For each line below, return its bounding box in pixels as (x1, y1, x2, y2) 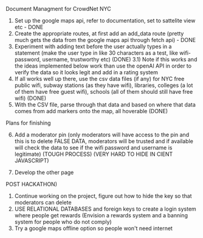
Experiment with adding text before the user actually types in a (14, 43, 172, 50)
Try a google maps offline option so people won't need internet (14, 225, 173, 232)
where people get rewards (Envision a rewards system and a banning (14, 212, 188, 219)
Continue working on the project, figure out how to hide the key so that (14, 192, 192, 200)
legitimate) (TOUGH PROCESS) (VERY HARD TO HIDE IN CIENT (14, 150, 173, 158)
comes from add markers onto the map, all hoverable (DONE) (14, 108, 168, 114)
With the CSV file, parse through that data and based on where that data (14, 101, 196, 108)
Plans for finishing (5, 119, 51, 127)
